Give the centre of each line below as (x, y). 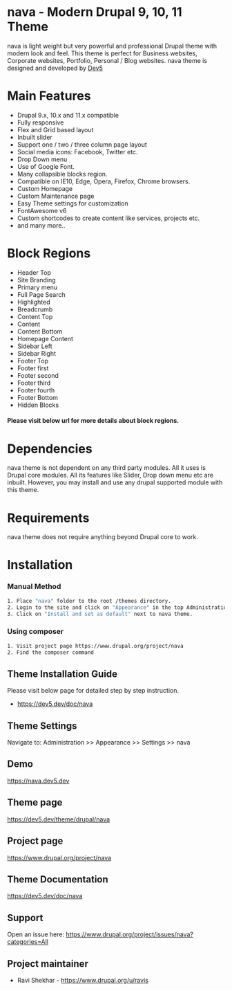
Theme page (35, 802)
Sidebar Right (37, 353)
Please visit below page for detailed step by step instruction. (93, 691)
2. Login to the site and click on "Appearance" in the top (96, 607)
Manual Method (34, 587)
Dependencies (50, 449)
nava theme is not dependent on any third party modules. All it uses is (106, 468)
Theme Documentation (58, 879)
